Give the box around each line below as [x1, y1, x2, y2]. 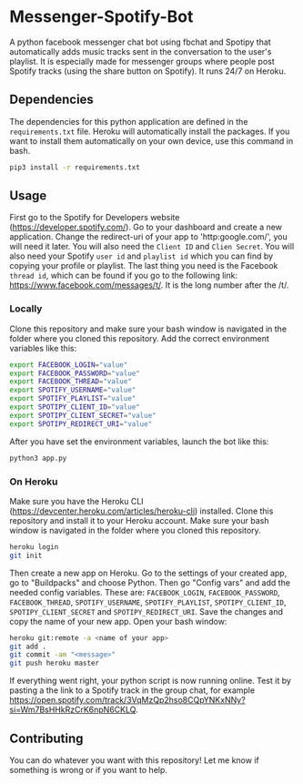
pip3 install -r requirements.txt [9, 162, 141, 172]
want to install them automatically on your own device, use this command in [9, 135, 294, 147]
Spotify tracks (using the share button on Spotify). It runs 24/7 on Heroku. [9, 66, 287, 76]
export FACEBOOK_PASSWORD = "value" [9, 369, 141, 378]
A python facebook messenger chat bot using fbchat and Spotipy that [9, 36, 271, 47]
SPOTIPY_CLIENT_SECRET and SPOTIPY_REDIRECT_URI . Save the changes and [9, 606, 284, 616]
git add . [9, 642, 47, 651]
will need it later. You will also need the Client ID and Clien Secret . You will [9, 241, 295, 252]
